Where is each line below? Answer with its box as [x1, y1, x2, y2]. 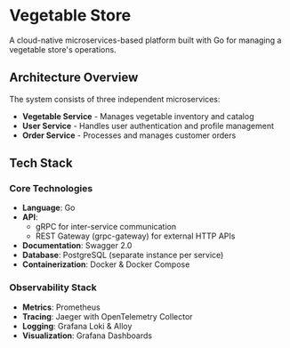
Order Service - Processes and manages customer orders [21, 130, 237, 141]
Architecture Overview [9, 70, 139, 85]
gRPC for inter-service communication [35, 222, 176, 232]
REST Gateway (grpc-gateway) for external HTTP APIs [35, 231, 236, 241]
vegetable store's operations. [9, 44, 117, 54]
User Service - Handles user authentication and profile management [21, 120, 274, 131]
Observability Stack [9, 281, 97, 294]
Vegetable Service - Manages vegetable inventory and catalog [21, 110, 254, 121]
